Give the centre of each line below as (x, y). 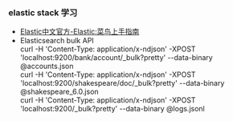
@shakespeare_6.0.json (59, 92)
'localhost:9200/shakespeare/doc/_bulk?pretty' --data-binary (122, 83)
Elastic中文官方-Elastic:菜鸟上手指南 (80, 32)
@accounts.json (47, 67)
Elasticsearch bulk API (57, 41)
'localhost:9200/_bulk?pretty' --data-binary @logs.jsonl (112, 109)
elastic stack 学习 (43, 12)
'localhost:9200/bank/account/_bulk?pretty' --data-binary (116, 58)
